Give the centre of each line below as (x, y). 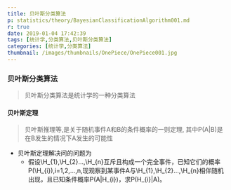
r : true (19, 27)
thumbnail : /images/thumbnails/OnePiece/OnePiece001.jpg (92, 53)
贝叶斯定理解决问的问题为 (54, 153)
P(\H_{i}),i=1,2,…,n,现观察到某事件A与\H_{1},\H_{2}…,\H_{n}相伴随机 (126, 171)
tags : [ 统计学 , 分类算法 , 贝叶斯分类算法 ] (60, 40)
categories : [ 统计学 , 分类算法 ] (49, 46)
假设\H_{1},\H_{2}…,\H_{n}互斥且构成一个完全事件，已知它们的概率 (124, 162)
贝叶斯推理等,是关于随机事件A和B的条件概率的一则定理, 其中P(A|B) (121, 130)
